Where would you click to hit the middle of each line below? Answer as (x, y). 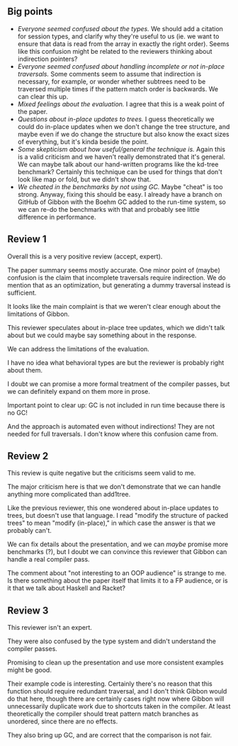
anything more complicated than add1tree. (69, 494)
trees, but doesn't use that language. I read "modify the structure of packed (118, 516)
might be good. (29, 670)
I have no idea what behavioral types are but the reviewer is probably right (116, 362)
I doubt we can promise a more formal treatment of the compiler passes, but (119, 384)
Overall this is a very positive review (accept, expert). (85, 256)
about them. (25, 370)
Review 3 (28, 610)
